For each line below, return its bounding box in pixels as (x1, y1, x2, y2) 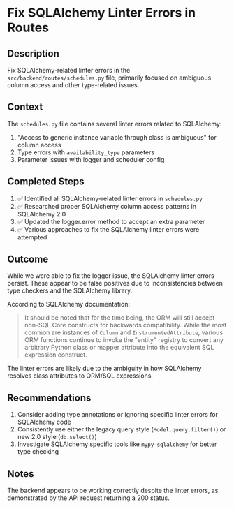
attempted (17, 233, 47, 242)
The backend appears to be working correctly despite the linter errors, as (7, 487, 219, 495)
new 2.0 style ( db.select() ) (17, 433, 97, 441)
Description (7, 47, 59, 59)
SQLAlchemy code (17, 418, 71, 427)
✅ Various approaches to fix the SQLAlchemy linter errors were (17, 225, 200, 233)
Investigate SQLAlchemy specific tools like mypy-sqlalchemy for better (17, 440, 217, 448)
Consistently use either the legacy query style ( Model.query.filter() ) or (17, 425, 226, 434)
